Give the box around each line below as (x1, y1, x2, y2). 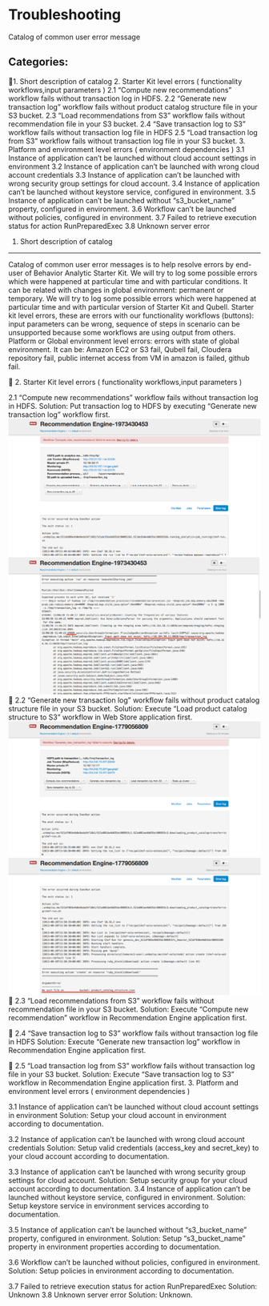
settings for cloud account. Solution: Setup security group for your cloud (8, 1176, 248, 1185)
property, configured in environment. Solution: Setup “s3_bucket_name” (8, 1234, 246, 1244)
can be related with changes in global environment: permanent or (8, 285, 224, 294)
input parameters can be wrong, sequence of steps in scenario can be (8, 318, 240, 329)
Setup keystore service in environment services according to (8, 1201, 210, 1211)
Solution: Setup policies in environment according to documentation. (8, 1266, 235, 1276)
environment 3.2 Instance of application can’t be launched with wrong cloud (8, 162, 260, 171)
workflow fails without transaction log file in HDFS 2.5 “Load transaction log (8, 127, 258, 137)
